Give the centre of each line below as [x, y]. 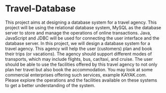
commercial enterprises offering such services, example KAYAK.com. [76, 75]
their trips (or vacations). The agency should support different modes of [79, 54]
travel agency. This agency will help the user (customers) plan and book [79, 48]
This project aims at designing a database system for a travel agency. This [81, 22]
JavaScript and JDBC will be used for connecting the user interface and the [82, 38]
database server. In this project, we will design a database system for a [78, 43]
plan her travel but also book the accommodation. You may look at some [79, 69]
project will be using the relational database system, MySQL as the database [83, 27]
